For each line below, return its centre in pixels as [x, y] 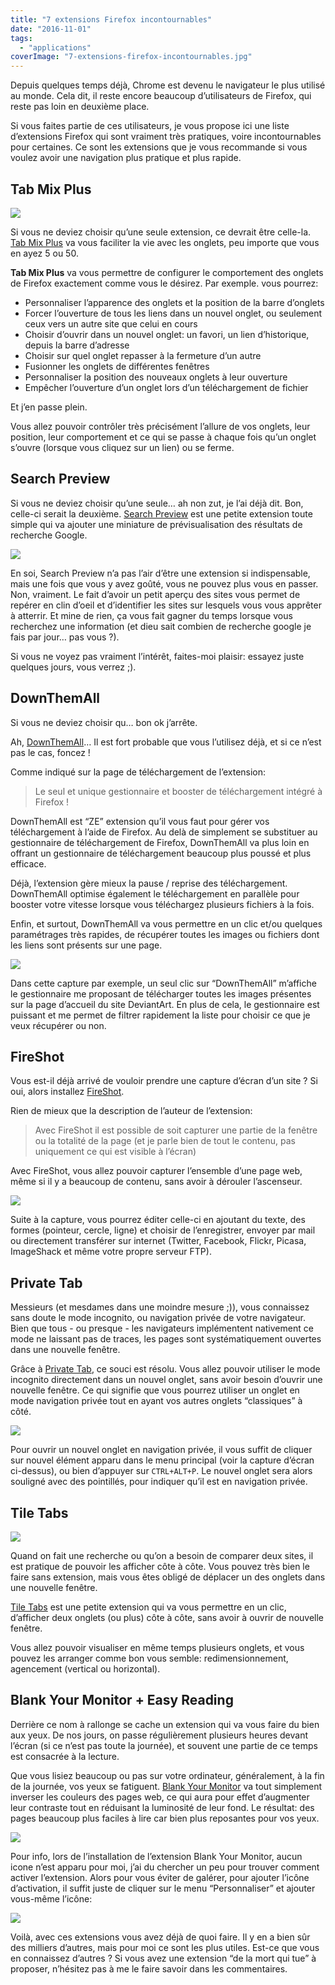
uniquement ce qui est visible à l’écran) [115, 1152]
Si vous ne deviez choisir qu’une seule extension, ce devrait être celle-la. [161, 232]
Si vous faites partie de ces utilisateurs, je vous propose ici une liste [150, 126]
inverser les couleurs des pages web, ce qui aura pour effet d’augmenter [160, 1797]
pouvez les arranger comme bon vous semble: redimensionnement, [149, 1658]
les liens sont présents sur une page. [86, 945]
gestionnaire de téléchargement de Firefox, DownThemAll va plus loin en [160, 842]
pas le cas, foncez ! [50, 752]
